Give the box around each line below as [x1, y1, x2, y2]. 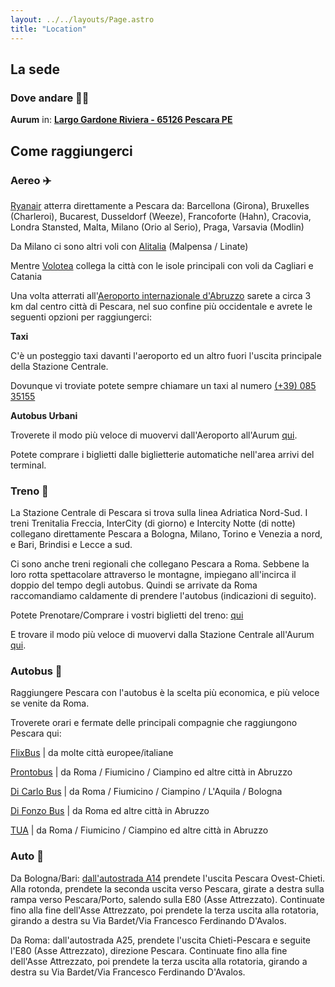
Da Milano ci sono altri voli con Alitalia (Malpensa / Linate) [10, 240, 249, 252]
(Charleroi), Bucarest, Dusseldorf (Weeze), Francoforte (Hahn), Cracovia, [10, 210, 312, 222]
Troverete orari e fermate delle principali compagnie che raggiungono [10, 717, 298, 729]
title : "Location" [10, 24, 87, 34]
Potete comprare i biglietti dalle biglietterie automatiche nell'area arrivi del [10, 448, 315, 460]
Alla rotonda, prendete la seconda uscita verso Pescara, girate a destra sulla [10, 882, 325, 895]
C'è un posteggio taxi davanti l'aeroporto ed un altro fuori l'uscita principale [10, 349, 322, 361]
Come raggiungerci [10, 142, 133, 160]
